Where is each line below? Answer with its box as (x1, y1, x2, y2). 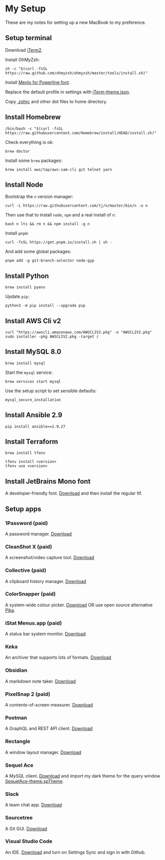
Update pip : (5, 293, 30, 299)
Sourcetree (5, 814, 33, 821)
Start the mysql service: (5, 369, 53, 375)
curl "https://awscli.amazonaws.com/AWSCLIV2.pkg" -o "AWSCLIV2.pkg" (5, 330, 153, 335)
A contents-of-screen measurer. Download (5, 702, 93, 708)
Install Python (5, 272, 49, 280)
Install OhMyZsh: (5, 57, 40, 63)
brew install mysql (5, 360, 46, 365)
